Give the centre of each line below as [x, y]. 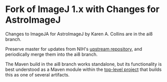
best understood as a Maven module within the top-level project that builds [83, 69]
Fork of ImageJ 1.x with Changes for [82, 9]
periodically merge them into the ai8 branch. [51, 54]
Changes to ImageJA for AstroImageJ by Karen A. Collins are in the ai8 [79, 34]
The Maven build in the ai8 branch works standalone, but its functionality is [83, 64]
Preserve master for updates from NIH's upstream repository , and [74, 49]
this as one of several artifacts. [37, 74]
